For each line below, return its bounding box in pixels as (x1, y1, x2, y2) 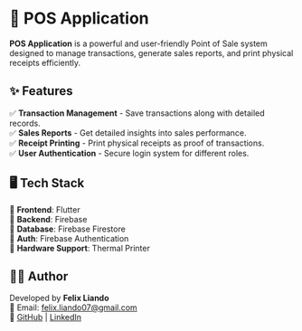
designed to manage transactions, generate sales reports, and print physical (9, 47, 294, 58)
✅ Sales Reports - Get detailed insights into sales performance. (9, 127, 247, 138)
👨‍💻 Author (9, 269, 69, 284)
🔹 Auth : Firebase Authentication (9, 232, 129, 243)
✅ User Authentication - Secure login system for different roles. (9, 147, 250, 158)
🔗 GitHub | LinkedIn (9, 312, 82, 323)
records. (9, 118, 41, 128)
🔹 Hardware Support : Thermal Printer (9, 242, 151, 253)
